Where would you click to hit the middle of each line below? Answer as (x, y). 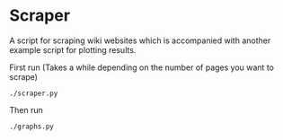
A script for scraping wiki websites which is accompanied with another (140, 40)
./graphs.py (31, 127)
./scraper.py (34, 93)
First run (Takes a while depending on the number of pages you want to (141, 67)
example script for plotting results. (73, 49)
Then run (26, 109)
